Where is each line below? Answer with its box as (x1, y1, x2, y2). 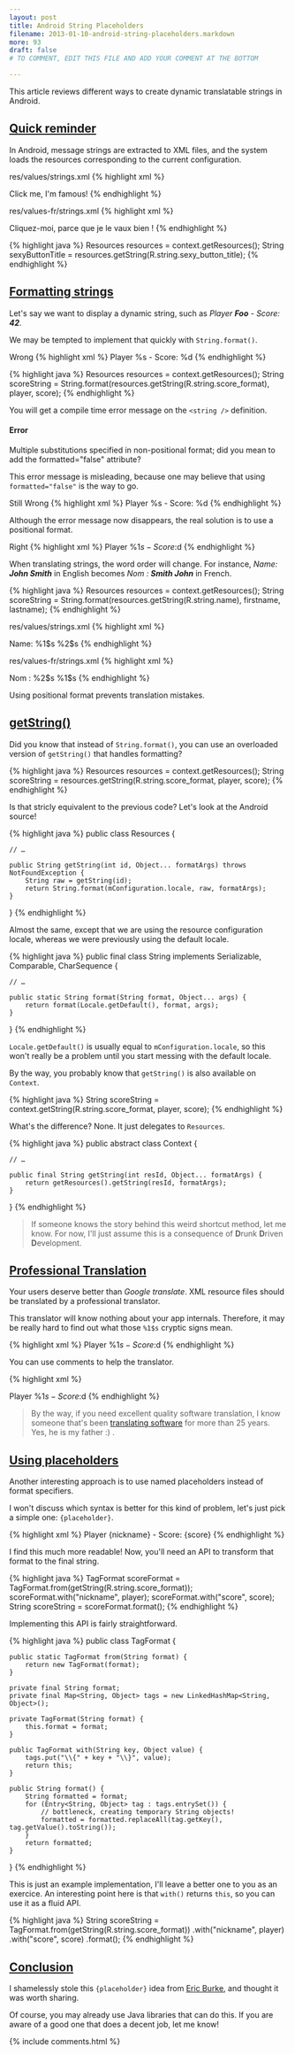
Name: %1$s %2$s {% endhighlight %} (9, 638, 153, 649)
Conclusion (9, 1959, 74, 1974)
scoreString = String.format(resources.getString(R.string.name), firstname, (9, 594, 281, 605)
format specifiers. (9, 1486, 74, 1496)
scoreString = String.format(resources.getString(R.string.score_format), (9, 378, 270, 389)
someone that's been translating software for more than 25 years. (30, 1417, 271, 1428)
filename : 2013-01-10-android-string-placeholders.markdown (9, 29, 236, 38)
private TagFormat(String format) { (9, 1715, 144, 1724)
